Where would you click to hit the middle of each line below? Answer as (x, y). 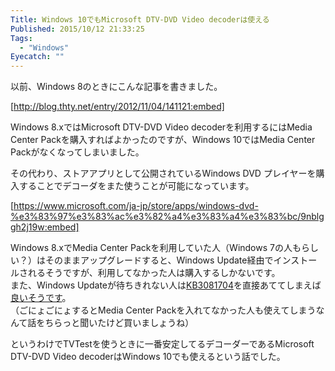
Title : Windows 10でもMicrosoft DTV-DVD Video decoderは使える (140, 19)
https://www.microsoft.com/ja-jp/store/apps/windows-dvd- (136, 206)
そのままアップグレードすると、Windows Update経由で (159, 260)
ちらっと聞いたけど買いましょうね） (119, 323)
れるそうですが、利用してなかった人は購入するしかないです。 (154, 273)
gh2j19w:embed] (45, 227)
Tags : (21, 38)
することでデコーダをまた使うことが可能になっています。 (136, 186)
